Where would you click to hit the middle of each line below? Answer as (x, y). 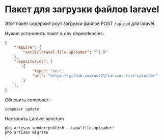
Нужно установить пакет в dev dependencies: (54, 33)
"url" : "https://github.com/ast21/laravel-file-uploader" (95, 76)
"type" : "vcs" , (48, 71)
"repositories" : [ (33, 62)
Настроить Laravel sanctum (34, 119)
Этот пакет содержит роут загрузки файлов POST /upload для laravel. (80, 23)
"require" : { (28, 47)
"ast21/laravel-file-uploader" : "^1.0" (65, 52)
